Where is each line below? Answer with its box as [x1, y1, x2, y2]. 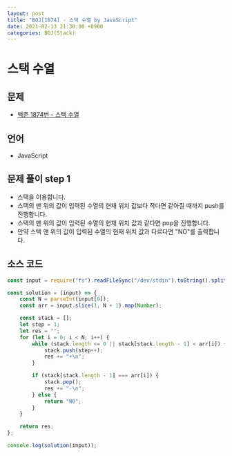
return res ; [19, 423, 54, 430]
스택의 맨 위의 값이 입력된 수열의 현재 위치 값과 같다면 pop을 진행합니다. [17, 218, 211, 227]
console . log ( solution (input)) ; [7, 442, 97, 449]
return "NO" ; [43, 398, 81, 405]
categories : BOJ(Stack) [7, 29, 76, 37]
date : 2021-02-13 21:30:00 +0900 [7, 23, 104, 30]
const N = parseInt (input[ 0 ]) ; [19, 296, 110, 303]
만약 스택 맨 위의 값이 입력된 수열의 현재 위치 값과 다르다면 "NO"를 [17, 227, 196, 236]
